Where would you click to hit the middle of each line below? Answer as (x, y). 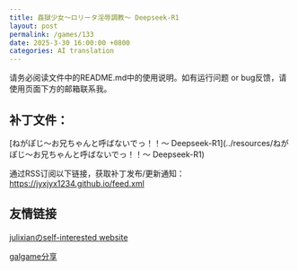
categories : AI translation (62, 51)
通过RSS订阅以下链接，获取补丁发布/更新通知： (97, 173)
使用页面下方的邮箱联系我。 (61, 89)
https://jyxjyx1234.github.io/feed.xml (77, 183)
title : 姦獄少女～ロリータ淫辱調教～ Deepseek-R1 (94, 17)
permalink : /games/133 (52, 34)
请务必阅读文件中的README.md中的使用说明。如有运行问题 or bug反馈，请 (148, 78)
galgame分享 (33, 256)
